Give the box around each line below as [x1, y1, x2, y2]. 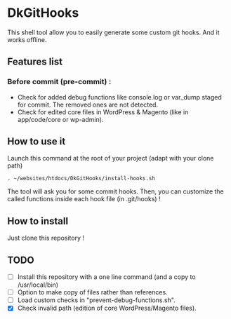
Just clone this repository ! [7, 233, 85, 243]
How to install [7, 215, 69, 227]
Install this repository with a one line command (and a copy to [17, 273, 196, 281]
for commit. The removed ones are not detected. [17, 100, 159, 109]
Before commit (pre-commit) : [7, 77, 112, 87]
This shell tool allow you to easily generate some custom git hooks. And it [7, 28, 220, 36]
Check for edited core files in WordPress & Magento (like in [17, 107, 189, 116]
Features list [7, 56, 63, 68]
